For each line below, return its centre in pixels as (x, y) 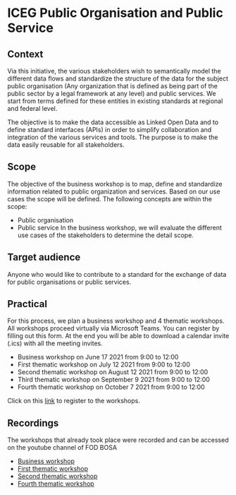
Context (25, 54)
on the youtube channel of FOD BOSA (62, 448)
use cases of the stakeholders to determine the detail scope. (105, 235)
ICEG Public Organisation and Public (115, 13)
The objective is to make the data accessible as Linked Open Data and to (113, 122)
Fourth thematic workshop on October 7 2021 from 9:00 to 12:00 (111, 387)
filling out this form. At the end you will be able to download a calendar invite (118, 336)
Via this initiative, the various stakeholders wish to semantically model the (114, 71)
